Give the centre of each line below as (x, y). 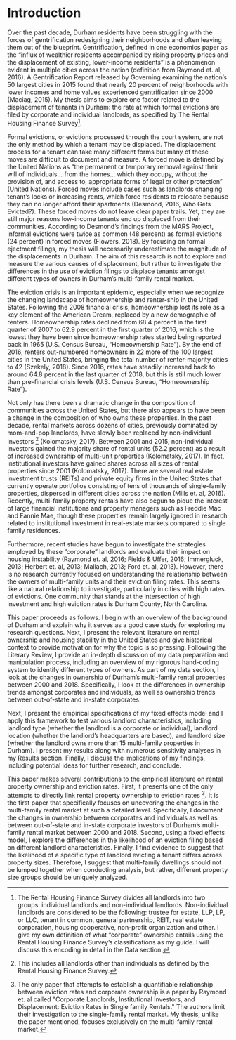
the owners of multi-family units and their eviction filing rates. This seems (113, 581)
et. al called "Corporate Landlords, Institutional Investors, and (106, 999)
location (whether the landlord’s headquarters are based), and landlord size (116, 736)
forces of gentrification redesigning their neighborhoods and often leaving (115, 39)
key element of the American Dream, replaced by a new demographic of (112, 315)
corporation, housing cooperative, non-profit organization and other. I (118, 927)
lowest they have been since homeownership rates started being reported (114, 337)
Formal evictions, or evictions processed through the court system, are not (115, 137)
